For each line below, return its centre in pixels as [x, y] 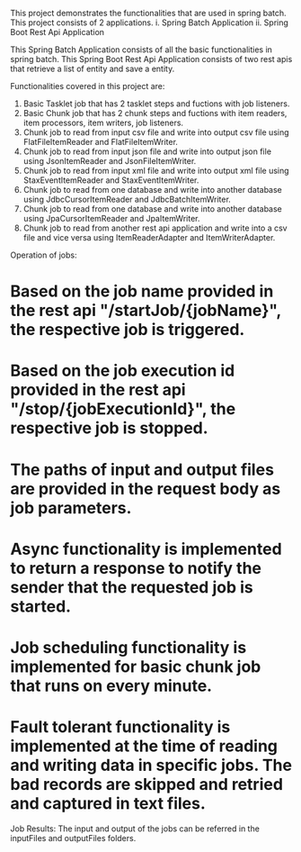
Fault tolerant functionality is [120, 727]
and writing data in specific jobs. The [151, 766]
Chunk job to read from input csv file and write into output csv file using [156, 132]
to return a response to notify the [136, 568]
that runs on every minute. [111, 686]
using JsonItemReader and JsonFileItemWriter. [110, 161]
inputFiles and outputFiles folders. [73, 838]
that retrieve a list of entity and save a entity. [93, 68]
